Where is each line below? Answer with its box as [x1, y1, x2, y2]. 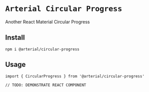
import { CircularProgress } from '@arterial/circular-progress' [5, 73, 144, 79]
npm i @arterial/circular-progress [5, 47, 80, 52]
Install [5, 33, 25, 42]
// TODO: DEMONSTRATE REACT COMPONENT [5, 82, 86, 87]
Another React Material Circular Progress [5, 19, 90, 25]
